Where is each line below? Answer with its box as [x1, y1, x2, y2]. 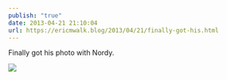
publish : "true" [8, 11, 62, 20]
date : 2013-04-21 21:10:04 [8, 19, 98, 27]
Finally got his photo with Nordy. [8, 48, 115, 58]
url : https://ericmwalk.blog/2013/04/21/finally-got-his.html [8, 26, 219, 34]
